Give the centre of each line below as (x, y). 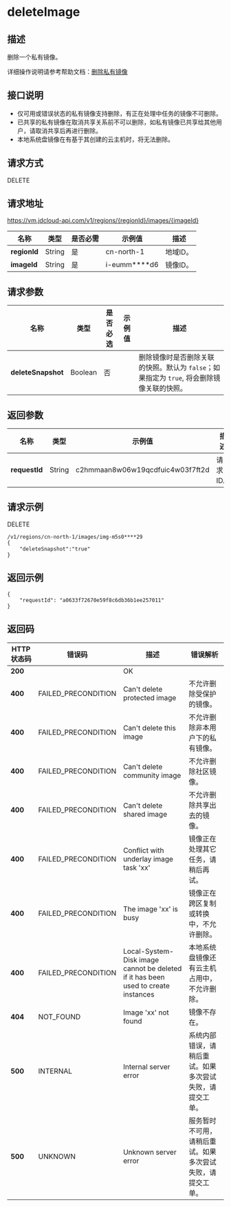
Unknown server (150, 1152)
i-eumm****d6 (132, 265)
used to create (146, 986)
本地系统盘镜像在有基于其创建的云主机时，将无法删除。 (95, 139)
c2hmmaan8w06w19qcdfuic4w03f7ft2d (142, 470)
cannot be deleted (152, 968)
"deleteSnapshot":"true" (55, 549)
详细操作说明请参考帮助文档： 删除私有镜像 (67, 72)
